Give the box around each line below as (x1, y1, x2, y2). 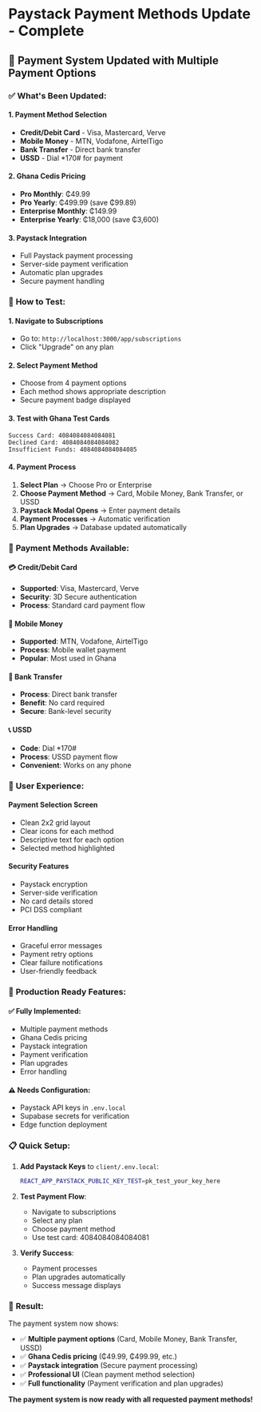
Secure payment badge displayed (19, 395, 131, 405)
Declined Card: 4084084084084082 (8, 438, 120, 446)
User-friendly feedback (19, 967, 97, 976)
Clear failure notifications (19, 958, 104, 967)
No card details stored (19, 896, 93, 906)
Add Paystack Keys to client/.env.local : (19, 1161, 160, 1171)
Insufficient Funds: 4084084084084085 (8, 445, 137, 453)
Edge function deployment (19, 1120, 108, 1130)
